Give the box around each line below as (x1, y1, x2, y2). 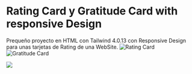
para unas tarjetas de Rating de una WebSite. (6, 43, 119, 51)
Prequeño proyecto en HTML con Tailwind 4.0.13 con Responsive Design (6, 37, 187, 44)
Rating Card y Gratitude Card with (6, 4, 178, 18)
